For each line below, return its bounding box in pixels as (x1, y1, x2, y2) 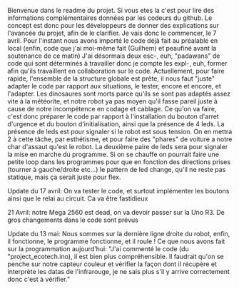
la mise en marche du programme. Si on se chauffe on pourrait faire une (7, 150, 220, 158)
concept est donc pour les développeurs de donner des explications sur (7, 21, 220, 29)
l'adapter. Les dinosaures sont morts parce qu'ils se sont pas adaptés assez (7, 89, 230, 98)
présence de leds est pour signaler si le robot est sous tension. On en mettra (7, 128, 233, 136)
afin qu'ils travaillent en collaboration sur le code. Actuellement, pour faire (7, 67, 225, 75)
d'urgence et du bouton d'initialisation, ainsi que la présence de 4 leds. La (7, 120, 225, 128)
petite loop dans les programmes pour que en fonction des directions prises (7, 158, 230, 166)
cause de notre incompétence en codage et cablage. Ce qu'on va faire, (7, 105, 217, 113)
